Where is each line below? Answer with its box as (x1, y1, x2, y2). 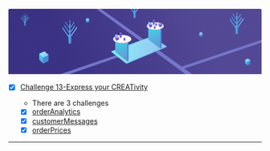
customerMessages (31, 116, 98, 125)
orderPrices (31, 125, 72, 135)
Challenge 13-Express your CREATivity (19, 82, 149, 92)
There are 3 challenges (31, 98, 109, 108)
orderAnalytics (31, 107, 81, 116)
